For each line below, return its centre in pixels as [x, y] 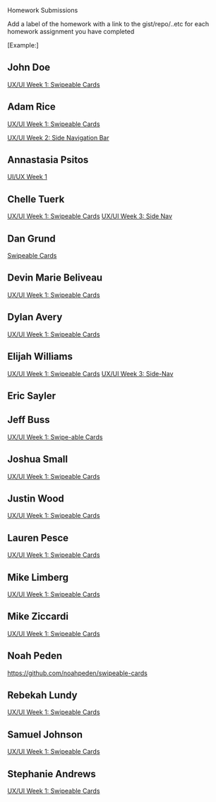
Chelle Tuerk [36, 199]
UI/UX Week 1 [27, 177]
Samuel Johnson [45, 734]
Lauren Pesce [38, 538]
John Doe [29, 68]
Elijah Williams [40, 357]
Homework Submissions [43, 10]
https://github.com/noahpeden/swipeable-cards [78, 673]
